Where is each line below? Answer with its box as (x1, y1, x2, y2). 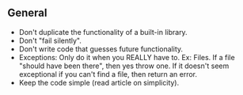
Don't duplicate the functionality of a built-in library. (18, 27, 188, 36)
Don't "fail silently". (18, 36, 82, 45)
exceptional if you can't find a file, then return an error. (18, 69, 198, 78)
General (7, 6, 48, 20)
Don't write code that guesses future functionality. (18, 44, 184, 54)
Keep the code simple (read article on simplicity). (18, 78, 180, 87)
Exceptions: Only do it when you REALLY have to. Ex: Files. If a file (18, 52, 235, 62)
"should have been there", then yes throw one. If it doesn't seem (18, 61, 230, 70)
